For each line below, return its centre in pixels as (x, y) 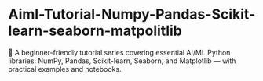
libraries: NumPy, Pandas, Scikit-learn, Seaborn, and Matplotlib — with (122, 61)
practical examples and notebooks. (65, 69)
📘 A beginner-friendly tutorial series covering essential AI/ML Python (119, 52)
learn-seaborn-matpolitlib (95, 31)
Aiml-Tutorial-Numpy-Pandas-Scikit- (132, 14)
